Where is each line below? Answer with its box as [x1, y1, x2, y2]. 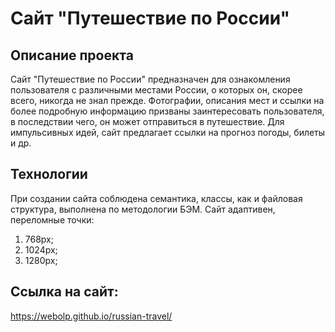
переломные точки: [10, 213, 95, 226]
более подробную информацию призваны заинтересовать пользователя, [10, 105, 325, 117]
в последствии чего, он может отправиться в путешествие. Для [10, 116, 285, 127]
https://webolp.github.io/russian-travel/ [10, 310, 173, 322]
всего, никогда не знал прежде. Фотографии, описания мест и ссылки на [10, 95, 325, 106]
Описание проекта [10, 47, 134, 64]
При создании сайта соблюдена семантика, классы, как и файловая [10, 192, 303, 204]
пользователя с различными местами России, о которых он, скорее [10, 84, 303, 96]
